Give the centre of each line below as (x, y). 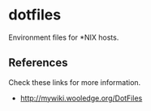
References (38, 63)
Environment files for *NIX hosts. (64, 37)
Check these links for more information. (75, 82)
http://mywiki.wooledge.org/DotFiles (81, 98)
